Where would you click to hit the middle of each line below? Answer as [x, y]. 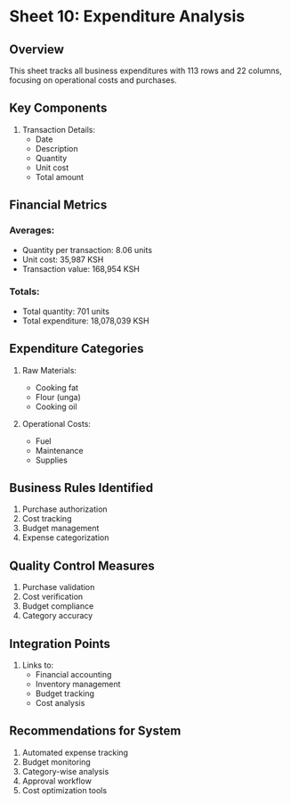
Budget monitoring [56, 762]
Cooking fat [57, 387]
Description [57, 148]
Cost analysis [60, 703]
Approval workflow [57, 781]
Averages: [32, 231]
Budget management [61, 529]
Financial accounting [73, 675]
